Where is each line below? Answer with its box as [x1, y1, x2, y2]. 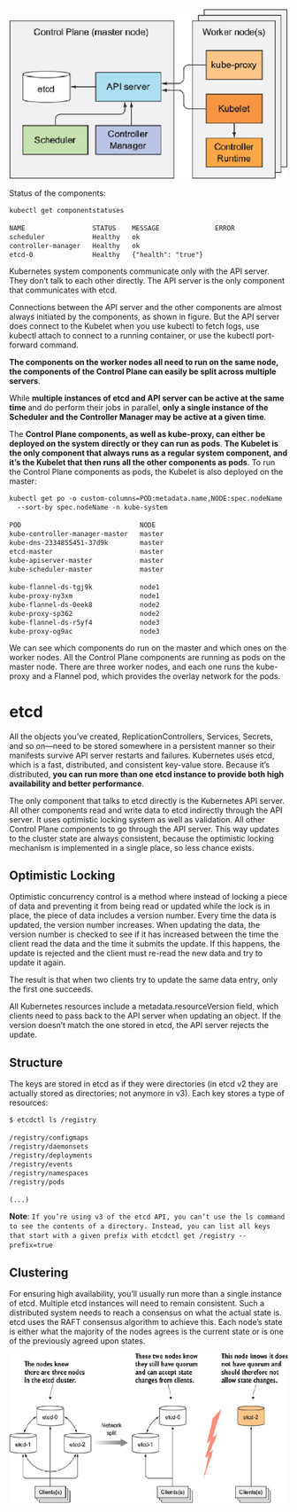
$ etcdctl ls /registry [9, 1116, 97, 1125]
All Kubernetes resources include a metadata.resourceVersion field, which [9, 1002, 279, 1012]
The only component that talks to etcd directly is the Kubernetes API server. [9, 795, 286, 806]
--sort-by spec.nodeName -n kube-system [17, 503, 168, 511]
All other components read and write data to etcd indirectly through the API [9, 805, 283, 815]
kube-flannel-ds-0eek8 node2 [9, 600, 161, 609]
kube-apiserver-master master [9, 556, 164, 565]
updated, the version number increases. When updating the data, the [9, 920, 261, 931]
